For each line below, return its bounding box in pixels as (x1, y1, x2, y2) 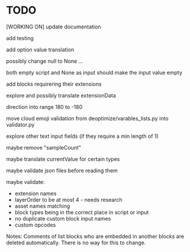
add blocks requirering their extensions (6, 80, 102, 88)
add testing (6, 34, 34, 41)
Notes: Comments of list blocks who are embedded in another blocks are (6, 232, 185, 240)
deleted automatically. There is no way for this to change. (6, 239, 146, 246)
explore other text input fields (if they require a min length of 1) (6, 133, 159, 140)
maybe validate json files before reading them (6, 167, 118, 174)
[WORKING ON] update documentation (6, 23, 101, 30)
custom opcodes (14, 221, 56, 228)
